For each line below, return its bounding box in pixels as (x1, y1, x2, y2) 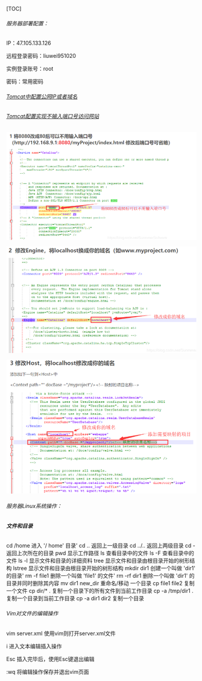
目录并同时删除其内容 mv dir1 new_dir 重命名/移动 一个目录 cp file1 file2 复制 (6, 580, 195, 587)
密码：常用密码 (6, 78, 43, 85)
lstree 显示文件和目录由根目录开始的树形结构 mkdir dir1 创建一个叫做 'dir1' (13, 565, 196, 572)
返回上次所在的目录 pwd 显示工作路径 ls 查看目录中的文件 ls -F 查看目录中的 (6, 550, 194, 557)
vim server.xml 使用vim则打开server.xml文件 (6, 630, 116, 637)
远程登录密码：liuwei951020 (6, 52, 77, 60)
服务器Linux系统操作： (6, 502, 62, 510)
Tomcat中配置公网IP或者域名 (6, 93, 78, 100)
